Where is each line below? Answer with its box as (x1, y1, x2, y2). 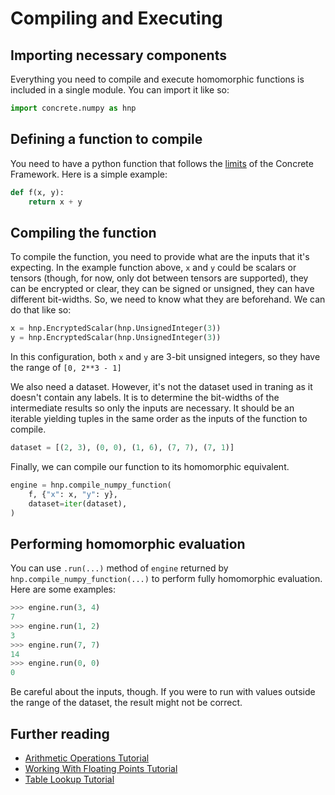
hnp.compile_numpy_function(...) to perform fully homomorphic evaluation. (10, 573, 323, 585)
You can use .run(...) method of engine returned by (10, 562, 229, 574)
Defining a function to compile (10, 131, 203, 148)
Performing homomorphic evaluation (10, 535, 246, 552)
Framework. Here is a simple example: (10, 168, 168, 180)
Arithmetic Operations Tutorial (24, 752, 150, 764)
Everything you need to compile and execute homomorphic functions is (10, 73, 305, 85)
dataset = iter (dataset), (28, 498, 128, 509)
